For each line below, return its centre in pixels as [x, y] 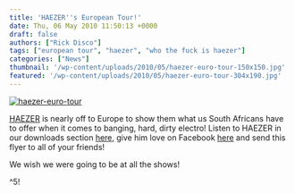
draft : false [34, 34]
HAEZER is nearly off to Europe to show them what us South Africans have [147, 118]
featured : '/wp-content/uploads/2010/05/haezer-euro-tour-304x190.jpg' [145, 76]
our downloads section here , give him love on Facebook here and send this [147, 137]
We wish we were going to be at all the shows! [95, 164]
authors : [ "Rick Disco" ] [55, 42]
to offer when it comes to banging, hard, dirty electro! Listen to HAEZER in [145, 128]
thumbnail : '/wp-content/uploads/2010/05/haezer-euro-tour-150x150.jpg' [147, 68]
